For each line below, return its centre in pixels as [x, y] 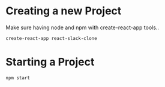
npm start [18, 78]
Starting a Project [50, 62]
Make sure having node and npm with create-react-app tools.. [82, 27]
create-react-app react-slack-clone [51, 38]
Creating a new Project [64, 11]
